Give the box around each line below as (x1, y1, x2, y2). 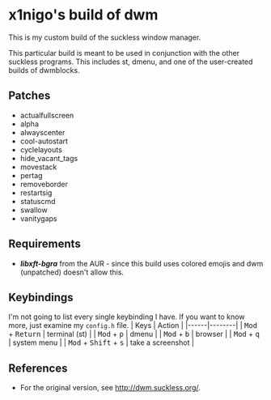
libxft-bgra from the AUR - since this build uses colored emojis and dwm (19, 258, 264, 268)
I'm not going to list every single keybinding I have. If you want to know (8, 312, 245, 321)
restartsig (19, 188, 53, 198)
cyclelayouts (19, 144, 62, 155)
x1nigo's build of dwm (8, 6, 159, 24)
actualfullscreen (19, 110, 74, 120)
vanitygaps (19, 213, 57, 223)
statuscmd (19, 196, 56, 206)
